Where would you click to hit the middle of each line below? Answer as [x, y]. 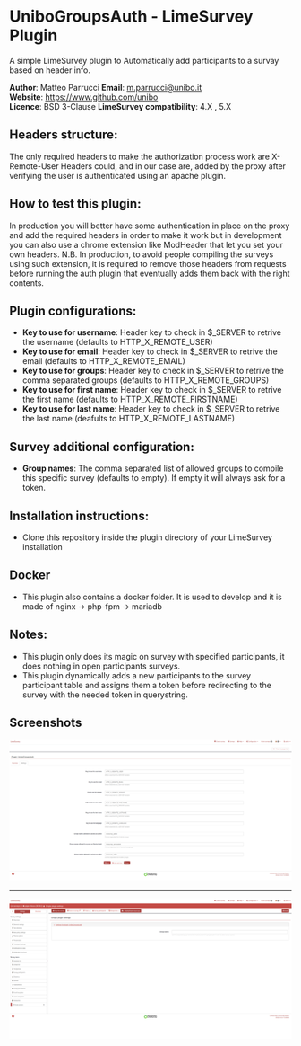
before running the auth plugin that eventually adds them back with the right [150, 273]
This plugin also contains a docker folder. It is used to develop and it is [152, 597]
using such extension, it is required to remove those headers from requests [148, 263]
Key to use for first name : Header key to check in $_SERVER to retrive [152, 390]
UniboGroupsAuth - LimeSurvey [131, 17]
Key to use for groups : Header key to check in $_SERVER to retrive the [153, 371]
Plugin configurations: [73, 310]
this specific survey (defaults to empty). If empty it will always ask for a [154, 478]
